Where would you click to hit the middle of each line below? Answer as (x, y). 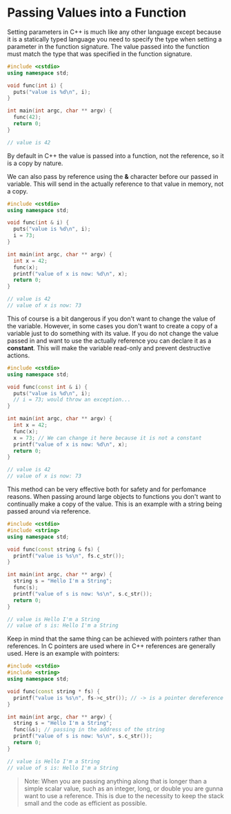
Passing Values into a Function (97, 13)
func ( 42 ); (27, 117)
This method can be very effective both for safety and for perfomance (107, 489)
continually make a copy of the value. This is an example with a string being (115, 504)
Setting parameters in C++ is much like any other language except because (114, 32)
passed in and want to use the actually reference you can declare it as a (109, 341)
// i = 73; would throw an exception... (72, 400)
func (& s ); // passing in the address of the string (89, 730)
